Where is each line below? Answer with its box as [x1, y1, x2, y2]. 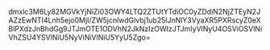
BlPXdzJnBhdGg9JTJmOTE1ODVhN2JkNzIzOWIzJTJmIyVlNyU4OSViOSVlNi [8, 24, 263, 33]
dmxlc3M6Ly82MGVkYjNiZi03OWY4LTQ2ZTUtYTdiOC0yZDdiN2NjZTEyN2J [8, 7, 261, 16]
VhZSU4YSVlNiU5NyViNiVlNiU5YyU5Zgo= [8, 32, 151, 42]
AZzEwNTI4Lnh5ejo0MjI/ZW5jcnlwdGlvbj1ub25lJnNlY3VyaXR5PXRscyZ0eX [8, 15, 262, 25]
